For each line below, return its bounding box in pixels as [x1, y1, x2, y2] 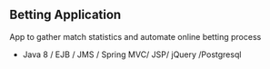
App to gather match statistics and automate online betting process [9, 31, 262, 42]
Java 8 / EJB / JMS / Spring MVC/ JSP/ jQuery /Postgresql [22, 49, 242, 60]
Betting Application [9, 7, 122, 23]
